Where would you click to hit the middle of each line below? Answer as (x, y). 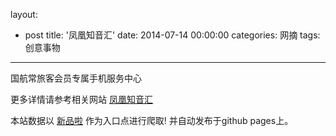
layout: (24, 14)
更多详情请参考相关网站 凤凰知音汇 (81, 99)
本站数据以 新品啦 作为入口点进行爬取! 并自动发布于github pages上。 (152, 120)
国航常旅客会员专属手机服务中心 (76, 78)
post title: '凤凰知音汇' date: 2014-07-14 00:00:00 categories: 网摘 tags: (172, 35)
